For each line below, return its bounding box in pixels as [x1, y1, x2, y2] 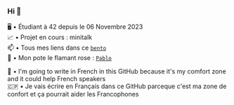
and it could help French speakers [7, 75, 106, 83]
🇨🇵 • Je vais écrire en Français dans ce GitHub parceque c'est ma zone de [7, 82, 227, 90]
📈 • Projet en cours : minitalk [7, 33, 93, 41]
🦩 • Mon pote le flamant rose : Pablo [7, 54, 112, 62]
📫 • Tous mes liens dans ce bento [7, 43, 107, 52]
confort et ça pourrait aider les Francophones [7, 90, 139, 99]
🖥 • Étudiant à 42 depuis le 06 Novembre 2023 [7, 22, 143, 31]
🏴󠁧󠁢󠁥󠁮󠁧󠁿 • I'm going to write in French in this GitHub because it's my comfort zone [7, 67, 226, 76]
